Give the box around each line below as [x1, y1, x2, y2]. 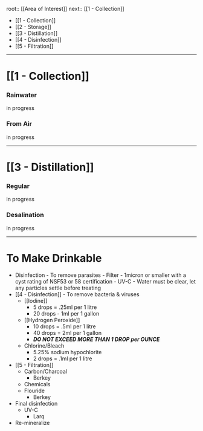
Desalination [6, 211, 44, 219]
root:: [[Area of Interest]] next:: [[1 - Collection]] [6, 5, 125, 12]
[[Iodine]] [24, 297, 48, 304]
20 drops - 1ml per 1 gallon [33, 309, 100, 317]
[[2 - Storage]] [14, 24, 51, 30]
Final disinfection [14, 400, 58, 407]
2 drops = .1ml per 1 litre [33, 355, 92, 362]
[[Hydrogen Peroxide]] [24, 316, 80, 323]
